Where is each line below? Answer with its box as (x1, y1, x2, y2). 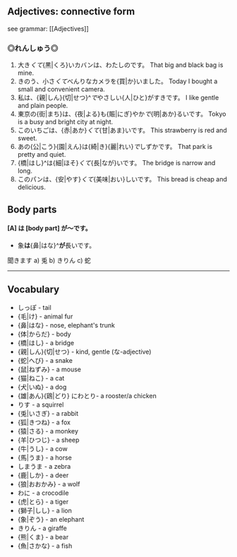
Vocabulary (7, 284, 60, 296)
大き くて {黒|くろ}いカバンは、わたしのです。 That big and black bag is (17, 61, 224, 69)
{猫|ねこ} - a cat (17, 373, 65, 382)
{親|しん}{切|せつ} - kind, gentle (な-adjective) (17, 347, 152, 356)
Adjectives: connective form (7, 6, 135, 18)
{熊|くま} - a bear (17, 532, 69, 541)
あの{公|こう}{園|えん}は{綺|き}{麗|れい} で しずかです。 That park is (17, 143, 213, 151)
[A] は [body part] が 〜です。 (7, 224, 92, 232)
